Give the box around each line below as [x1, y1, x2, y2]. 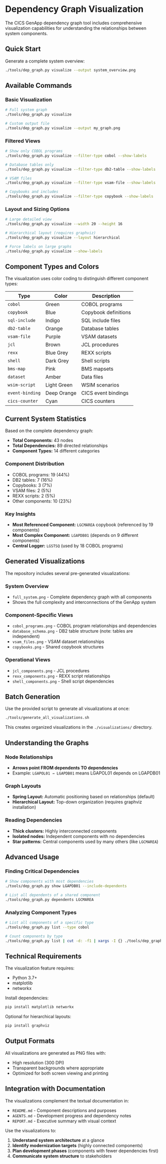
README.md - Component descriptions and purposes [12, 1107, 117, 1113]
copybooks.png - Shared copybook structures [12, 644, 104, 650]
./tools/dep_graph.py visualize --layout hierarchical [5, 235, 121, 240]
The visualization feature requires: [5, 965, 75, 971]
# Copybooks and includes [5, 190, 58, 194]
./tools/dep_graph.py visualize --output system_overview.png [5, 67, 136, 72]
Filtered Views [5, 137, 41, 144]
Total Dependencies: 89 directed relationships [12, 443, 108, 449]
